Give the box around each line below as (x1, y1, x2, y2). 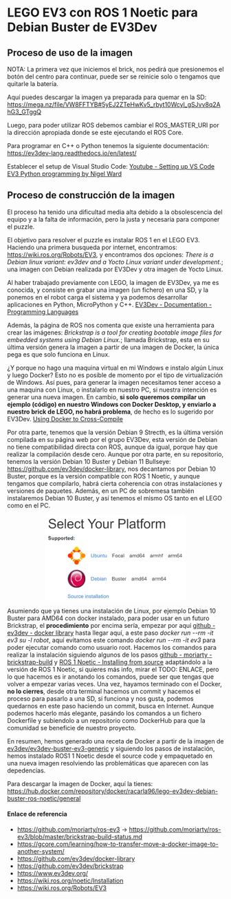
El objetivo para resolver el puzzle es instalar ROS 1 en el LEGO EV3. (7, 235, 200, 244)
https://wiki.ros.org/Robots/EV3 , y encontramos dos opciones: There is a (7, 250, 214, 259)
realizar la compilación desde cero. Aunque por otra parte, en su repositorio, (7, 450, 224, 458)
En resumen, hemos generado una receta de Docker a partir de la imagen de (7, 737, 224, 745)
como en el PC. (7, 501, 51, 509)
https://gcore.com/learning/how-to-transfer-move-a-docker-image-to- (16, 840, 219, 848)
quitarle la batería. (7, 80, 58, 87)
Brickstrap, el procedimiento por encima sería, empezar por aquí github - (7, 621, 216, 629)
